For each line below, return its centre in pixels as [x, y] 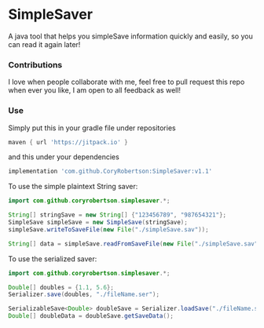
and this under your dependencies [64, 157]
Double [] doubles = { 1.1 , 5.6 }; [61, 287]
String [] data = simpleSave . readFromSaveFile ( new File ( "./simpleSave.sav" [133, 244]
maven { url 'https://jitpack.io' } [68, 142]
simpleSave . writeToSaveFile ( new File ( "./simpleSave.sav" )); [109, 229]
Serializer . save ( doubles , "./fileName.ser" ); [84, 295]
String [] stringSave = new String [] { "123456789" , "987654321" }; [117, 215]
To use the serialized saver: [53, 259]
